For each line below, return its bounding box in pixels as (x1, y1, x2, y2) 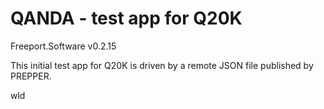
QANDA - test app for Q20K (10, 7, 243, 30)
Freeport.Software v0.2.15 (10, 40, 117, 52)
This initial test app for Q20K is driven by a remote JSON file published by (10, 59, 314, 71)
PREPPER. (10, 70, 52, 82)
